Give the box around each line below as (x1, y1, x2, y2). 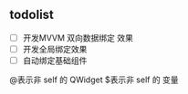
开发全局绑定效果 (22, 43, 88, 54)
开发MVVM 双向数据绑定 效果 (22, 32, 134, 43)
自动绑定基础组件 (22, 54, 88, 66)
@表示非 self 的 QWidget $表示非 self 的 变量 (9, 74, 180, 85)
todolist (9, 7, 55, 23)
